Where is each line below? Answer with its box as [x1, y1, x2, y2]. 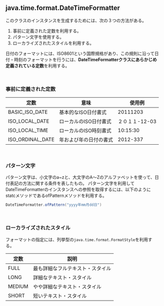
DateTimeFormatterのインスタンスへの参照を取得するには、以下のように [5, 187, 151, 193]
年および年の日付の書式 [59, 136, 113, 143]
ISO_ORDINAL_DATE [8, 136, 55, 143]
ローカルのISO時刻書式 [59, 127, 112, 134]
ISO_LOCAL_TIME [8, 127, 48, 134]
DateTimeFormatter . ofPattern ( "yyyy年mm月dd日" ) [5, 202, 102, 207]
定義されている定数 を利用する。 [5, 63, 70, 68]
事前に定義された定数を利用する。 [12, 28, 82, 34]
